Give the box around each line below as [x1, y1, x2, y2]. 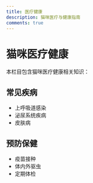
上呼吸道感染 [14, 104, 46, 111]
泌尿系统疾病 [14, 111, 46, 119]
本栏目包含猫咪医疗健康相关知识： [6, 68, 89, 75]
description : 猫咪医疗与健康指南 [6, 14, 81, 20]
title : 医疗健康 [6, 8, 43, 15]
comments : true [6, 20, 44, 26]
